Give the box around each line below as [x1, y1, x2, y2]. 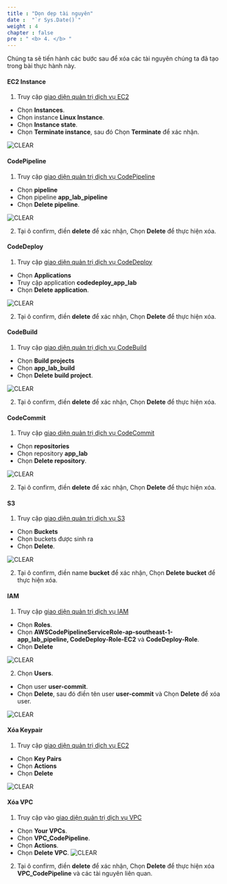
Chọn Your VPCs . [16, 826, 67, 835]
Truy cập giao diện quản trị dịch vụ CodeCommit [16, 429, 155, 437]
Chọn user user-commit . [16, 682, 88, 690]
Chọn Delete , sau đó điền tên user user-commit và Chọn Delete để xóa [16, 690, 221, 698]
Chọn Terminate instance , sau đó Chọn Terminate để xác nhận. [16, 128, 200, 136]
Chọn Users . [16, 669, 53, 677]
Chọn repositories [16, 442, 70, 451]
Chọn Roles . [16, 620, 53, 628]
